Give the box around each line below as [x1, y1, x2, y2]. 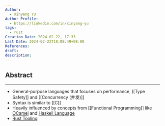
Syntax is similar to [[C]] [12, 100, 61, 106]
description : [5, 52, 32, 58]
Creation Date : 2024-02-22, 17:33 [5, 35, 76, 40]
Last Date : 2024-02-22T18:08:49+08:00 [5, 39, 84, 44]
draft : [5, 48, 19, 53]
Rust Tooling [12, 116, 38, 122]
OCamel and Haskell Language [12, 110, 75, 116]
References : [5, 44, 29, 49]
